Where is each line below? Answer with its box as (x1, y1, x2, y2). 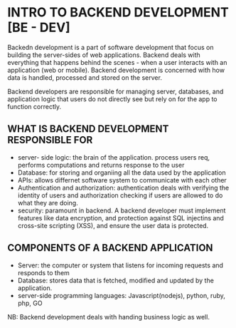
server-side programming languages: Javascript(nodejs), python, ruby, (17, 291, 226, 299)
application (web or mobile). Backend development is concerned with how (7, 66, 225, 74)
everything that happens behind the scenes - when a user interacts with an (7, 58, 227, 66)
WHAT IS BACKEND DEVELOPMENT (7, 123, 169, 135)
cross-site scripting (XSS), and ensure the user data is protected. (17, 221, 209, 230)
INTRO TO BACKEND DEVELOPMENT (7, 4, 229, 21)
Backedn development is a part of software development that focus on (7, 43, 214, 51)
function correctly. (7, 102, 62, 111)
